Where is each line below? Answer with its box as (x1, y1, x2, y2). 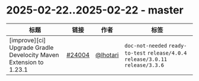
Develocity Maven (9, 50, 59, 59)
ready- (168, 42, 187, 49)
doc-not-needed (124, 42, 168, 49)
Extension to (9, 58, 44, 66)
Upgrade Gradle (9, 43, 54, 52)
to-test (124, 49, 146, 56)
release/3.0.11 (124, 56, 168, 62)
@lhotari (95, 50, 119, 59)
